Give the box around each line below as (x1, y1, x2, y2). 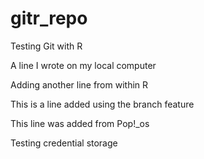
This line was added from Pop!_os (10, 117, 150, 129)
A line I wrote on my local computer (10, 59, 157, 71)
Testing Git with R (10, 40, 83, 52)
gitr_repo (10, 7, 88, 30)
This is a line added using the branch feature (10, 98, 195, 110)
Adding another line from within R (10, 78, 149, 91)
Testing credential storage (10, 137, 118, 149)
